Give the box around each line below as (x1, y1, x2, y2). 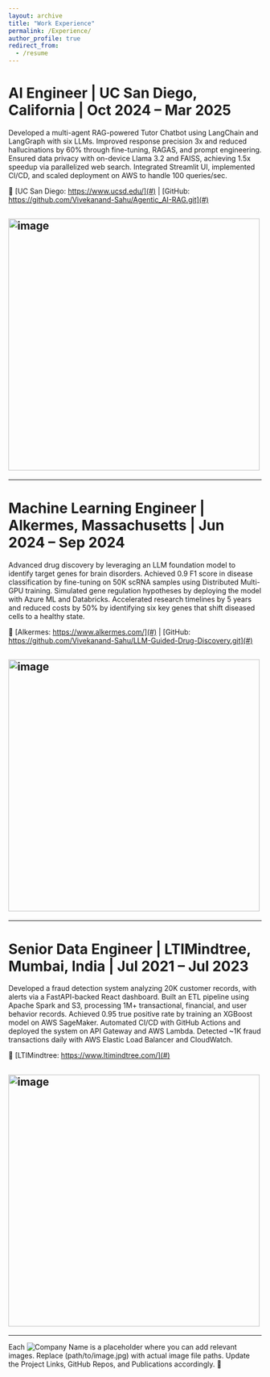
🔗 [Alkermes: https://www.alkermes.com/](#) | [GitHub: (8, 626, 191, 637)
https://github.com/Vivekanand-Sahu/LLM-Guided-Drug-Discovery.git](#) (8, 635, 253, 645)
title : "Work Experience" (8, 19, 95, 27)
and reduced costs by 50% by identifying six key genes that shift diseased (8, 602, 256, 613)
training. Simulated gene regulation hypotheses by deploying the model (25, 585, 262, 595)
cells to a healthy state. (8, 611, 85, 621)
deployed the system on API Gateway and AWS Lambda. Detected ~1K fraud (8, 1026, 261, 1036)
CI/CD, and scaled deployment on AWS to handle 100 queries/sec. (8, 170, 227, 180)
